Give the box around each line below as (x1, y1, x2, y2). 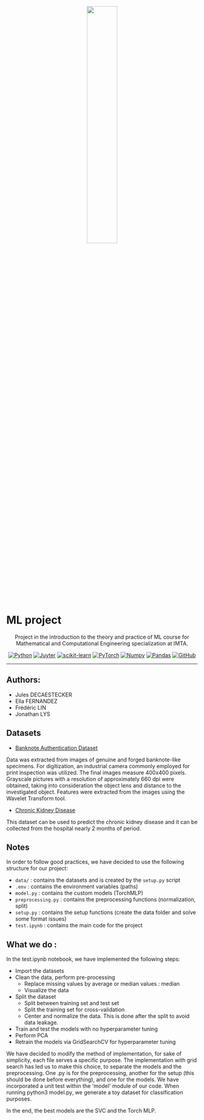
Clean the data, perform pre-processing (15, 974, 115, 981)
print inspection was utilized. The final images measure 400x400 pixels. (6, 769, 186, 776)
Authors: (6, 675, 41, 685)
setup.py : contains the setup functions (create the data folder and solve (15, 909, 196, 916)
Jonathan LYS (15, 710, 50, 718)
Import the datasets (15, 967, 65, 975)
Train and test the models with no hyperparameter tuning (15, 1025, 158, 1032)
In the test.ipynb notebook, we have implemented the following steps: (6, 955, 180, 963)
